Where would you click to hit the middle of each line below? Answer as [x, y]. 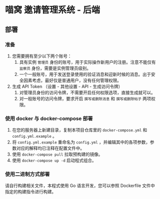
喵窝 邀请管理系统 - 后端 [53, 10]
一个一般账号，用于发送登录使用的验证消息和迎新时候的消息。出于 [85, 74]
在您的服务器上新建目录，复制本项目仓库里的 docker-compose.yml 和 [80, 130]
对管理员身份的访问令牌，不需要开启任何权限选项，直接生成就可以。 [87, 92]
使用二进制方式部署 [27, 174]
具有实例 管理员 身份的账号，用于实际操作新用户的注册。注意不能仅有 [88, 62]
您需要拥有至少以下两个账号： [42, 56]
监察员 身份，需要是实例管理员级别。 [55, 68]
